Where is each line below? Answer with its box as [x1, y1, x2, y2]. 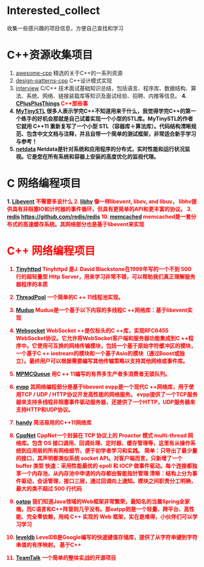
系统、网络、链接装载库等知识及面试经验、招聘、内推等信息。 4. [26, 92, 187, 99]
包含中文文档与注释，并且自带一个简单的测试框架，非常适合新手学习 [26, 130, 196, 137]
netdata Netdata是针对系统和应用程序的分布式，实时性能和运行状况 [15, 145, 185, 153]
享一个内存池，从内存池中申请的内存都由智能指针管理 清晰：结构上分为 [15, 469, 192, 477]
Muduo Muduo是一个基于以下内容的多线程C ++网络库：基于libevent [15, 306, 188, 314]
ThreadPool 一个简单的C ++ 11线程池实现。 [15, 293, 123, 301]
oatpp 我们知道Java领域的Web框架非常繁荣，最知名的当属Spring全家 [15, 498, 190, 505]
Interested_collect [7, 4, 100, 18]
